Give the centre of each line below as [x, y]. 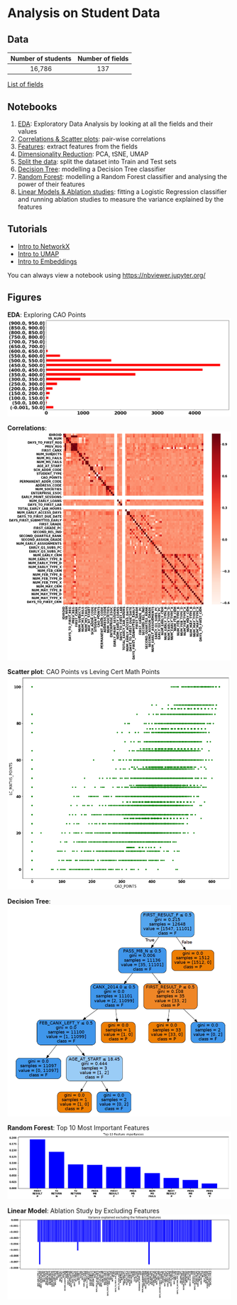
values [27, 131]
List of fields [26, 85]
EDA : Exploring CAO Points [47, 315]
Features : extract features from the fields [78, 146]
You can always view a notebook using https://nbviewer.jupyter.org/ [106, 275]
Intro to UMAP [38, 254]
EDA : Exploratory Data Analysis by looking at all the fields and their [115, 124]
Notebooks [32, 107]
